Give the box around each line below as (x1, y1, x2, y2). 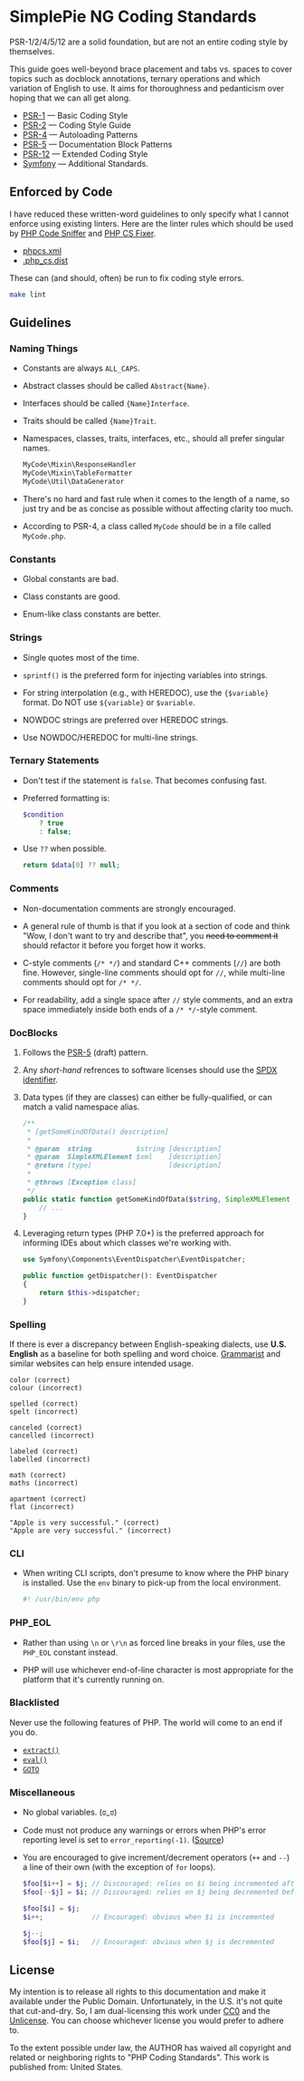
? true (39, 818, 64, 828)
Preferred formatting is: (22, 792, 110, 803)
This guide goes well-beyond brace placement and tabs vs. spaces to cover (9, 63, 292, 74)
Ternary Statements (9, 754, 100, 767)
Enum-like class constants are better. (22, 609, 161, 620)
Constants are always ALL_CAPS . (22, 363, 140, 373)
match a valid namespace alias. (22, 1101, 140, 1112)
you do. (9, 1727, 38, 1737)
